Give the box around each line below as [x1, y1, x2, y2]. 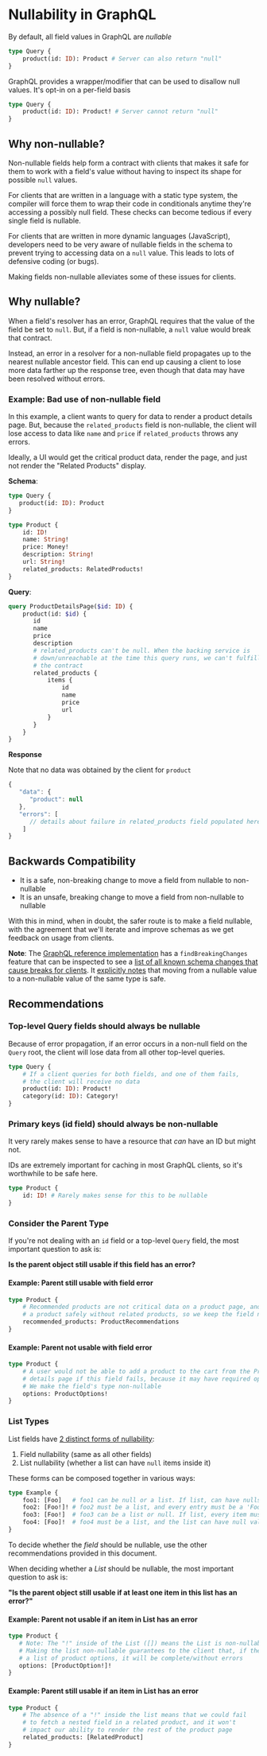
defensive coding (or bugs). [8, 257, 99, 266]
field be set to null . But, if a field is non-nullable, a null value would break [8, 324, 252, 334]
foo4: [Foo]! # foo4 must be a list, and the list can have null [22, 1518, 247, 1526]
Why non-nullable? [8, 137, 105, 150]
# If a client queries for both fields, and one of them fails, [22, 1070, 240, 1078]
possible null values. [8, 175, 78, 185]
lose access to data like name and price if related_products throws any [8, 429, 238, 438]
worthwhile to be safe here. [8, 1169, 98, 1179]
